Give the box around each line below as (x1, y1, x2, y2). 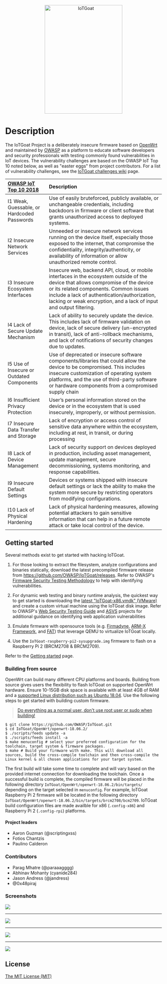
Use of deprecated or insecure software (49, 351, 143, 358)
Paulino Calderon (12, 841, 48, 847)
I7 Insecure (7, 420, 34, 427)
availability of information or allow (49, 252, 128, 259)
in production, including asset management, (49, 450, 152, 456)
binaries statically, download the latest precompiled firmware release (12, 567, 154, 573)
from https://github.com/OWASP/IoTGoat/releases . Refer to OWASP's (12, 572, 155, 578)
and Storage (7, 432, 36, 439)
